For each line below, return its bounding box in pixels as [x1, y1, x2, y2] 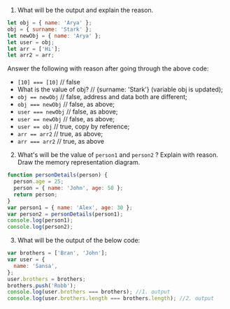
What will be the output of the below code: [17, 236, 141, 245]
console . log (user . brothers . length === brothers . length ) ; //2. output [7, 295, 215, 302]
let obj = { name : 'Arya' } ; [7, 20, 92, 27]
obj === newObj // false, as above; [17, 100, 115, 109]
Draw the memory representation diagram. [17, 158, 141, 167]
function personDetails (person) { [7, 172, 108, 179]
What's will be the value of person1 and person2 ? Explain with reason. [17, 151, 219, 159]
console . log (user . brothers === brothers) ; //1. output [7, 289, 171, 296]
